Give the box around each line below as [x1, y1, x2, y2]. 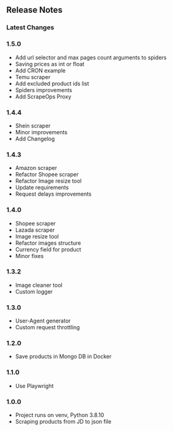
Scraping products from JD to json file [15, 418, 112, 425]
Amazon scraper [15, 164, 57, 172]
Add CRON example [15, 67, 66, 74]
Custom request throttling [15, 324, 80, 331]
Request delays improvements [15, 190, 92, 198]
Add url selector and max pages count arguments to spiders [15, 53, 167, 61]
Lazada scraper [15, 226, 55, 234]
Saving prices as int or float [15, 60, 84, 67]
